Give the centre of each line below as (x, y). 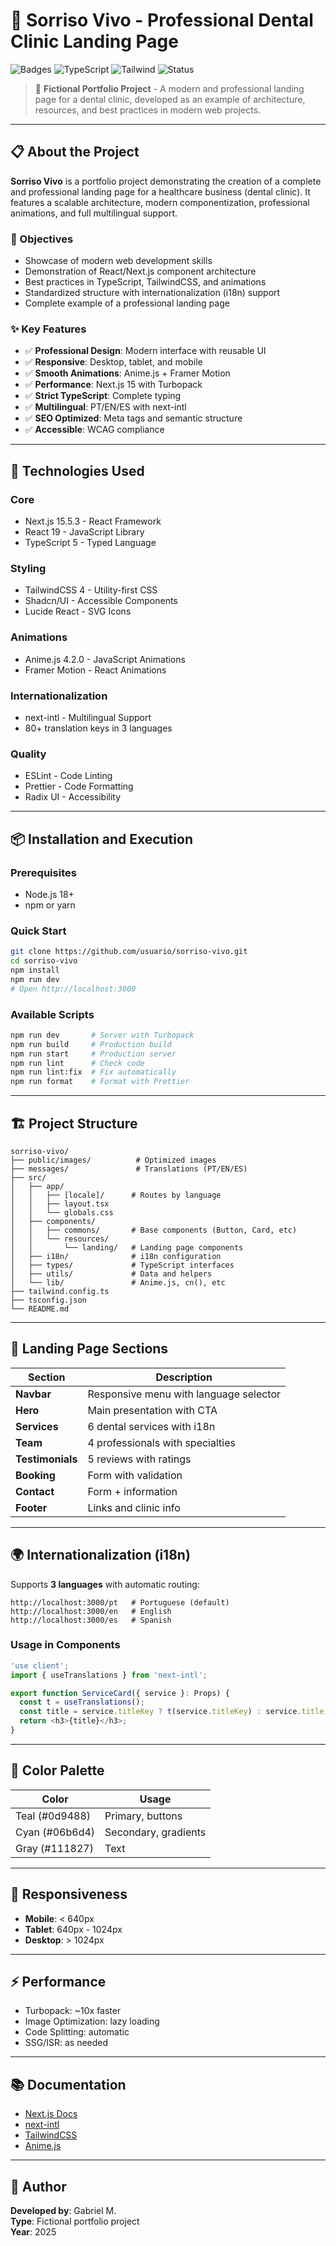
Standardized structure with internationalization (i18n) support (152, 293)
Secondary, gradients (155, 1832)
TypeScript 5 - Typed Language (90, 543)
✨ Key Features (48, 329)
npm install (35, 970)
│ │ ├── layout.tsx (60, 1204)
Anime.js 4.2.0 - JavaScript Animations (105, 659)
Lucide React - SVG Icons (78, 611)
